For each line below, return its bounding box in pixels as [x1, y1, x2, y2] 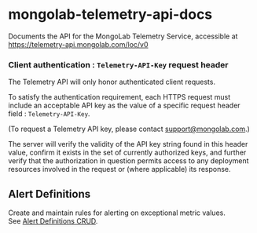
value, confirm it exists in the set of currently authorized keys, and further [8, 147, 247, 158]
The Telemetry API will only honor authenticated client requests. [8, 77, 216, 87]
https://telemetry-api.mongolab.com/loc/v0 [8, 39, 149, 49]
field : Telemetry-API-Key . [8, 109, 90, 118]
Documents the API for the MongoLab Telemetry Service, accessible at [8, 31, 238, 41]
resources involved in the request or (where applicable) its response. [8, 165, 231, 174]
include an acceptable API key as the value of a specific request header [8, 100, 241, 111]
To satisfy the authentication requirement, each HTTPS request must [8, 93, 231, 102]
